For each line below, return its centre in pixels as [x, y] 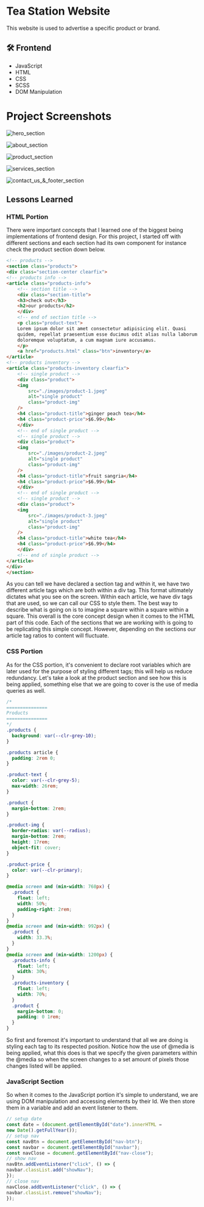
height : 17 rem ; [31, 842]
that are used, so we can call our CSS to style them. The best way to [92, 603]
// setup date [24, 1119]
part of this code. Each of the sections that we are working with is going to [100, 623]
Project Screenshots [59, 116]
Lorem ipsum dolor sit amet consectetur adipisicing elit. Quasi [102, 328]
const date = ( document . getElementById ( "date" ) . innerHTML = [84, 1125]
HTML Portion [27, 217]
